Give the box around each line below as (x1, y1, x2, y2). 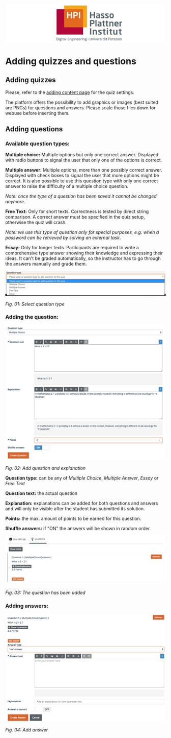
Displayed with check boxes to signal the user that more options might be (5, 173, 159, 179)
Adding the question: (5, 314, 59, 321)
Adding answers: (5, 602, 48, 609)
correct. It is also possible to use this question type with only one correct (5, 178, 158, 184)
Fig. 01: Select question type (5, 301, 65, 307)
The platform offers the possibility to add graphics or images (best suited (5, 99, 159, 105)
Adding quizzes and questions (5, 55, 136, 67)
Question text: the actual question (5, 490, 78, 496)
